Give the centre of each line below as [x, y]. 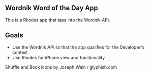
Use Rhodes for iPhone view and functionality [59, 57]
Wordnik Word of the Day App [52, 8]
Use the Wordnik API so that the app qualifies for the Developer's [78, 47]
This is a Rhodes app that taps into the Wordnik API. [58, 20]
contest [20, 52]
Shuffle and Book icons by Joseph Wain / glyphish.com [61, 67]
